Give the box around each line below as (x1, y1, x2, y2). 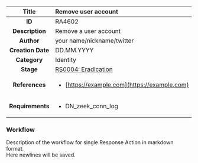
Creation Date (9, 46, 49, 54)
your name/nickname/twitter (55, 36, 134, 45)
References (12, 81, 46, 89)
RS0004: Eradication (55, 65, 113, 73)
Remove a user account (55, 27, 121, 35)
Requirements (9, 102, 50, 110)
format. (6, 145, 24, 152)
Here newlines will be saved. (6, 151, 76, 158)
